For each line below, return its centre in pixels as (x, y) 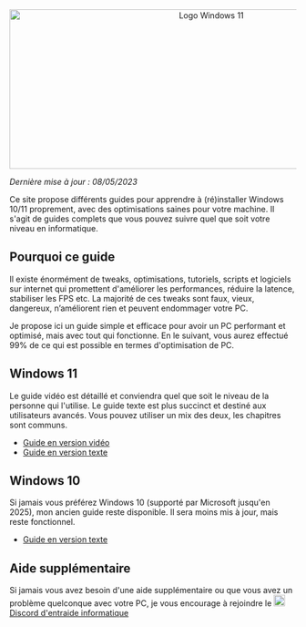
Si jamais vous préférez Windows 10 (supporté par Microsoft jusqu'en (140, 503)
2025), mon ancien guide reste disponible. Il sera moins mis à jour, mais (144, 512)
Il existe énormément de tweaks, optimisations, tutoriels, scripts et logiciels (150, 279)
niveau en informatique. (54, 228)
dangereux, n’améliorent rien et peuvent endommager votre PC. (129, 308)
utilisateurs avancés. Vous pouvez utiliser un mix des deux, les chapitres (145, 415)
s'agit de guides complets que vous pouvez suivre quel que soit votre (140, 219)
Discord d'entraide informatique (69, 613)
